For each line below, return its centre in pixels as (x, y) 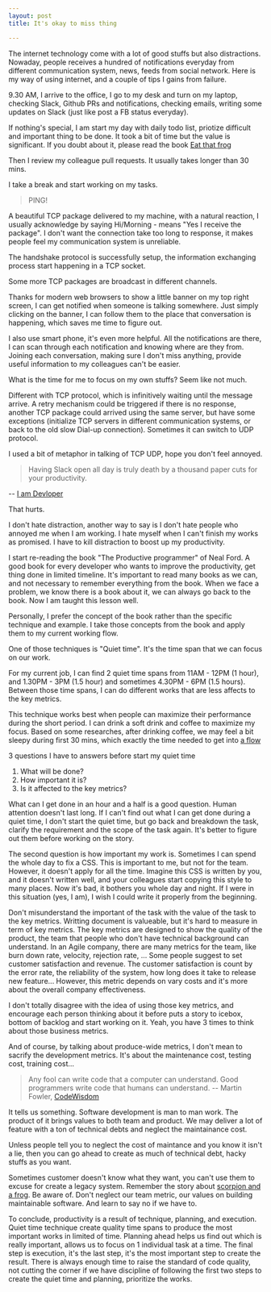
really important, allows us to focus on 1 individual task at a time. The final (131, 1244)
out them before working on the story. (71, 838)
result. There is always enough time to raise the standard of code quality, (130, 1261)
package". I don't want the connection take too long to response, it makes (131, 233)
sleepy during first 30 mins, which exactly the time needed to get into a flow (135, 740)
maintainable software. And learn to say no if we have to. (103, 1203)
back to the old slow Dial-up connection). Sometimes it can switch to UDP (131, 429)
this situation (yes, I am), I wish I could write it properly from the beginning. (133, 897)
